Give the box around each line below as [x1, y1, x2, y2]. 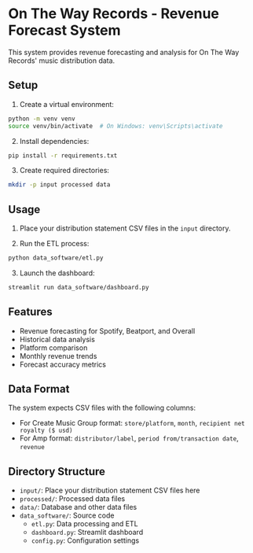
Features [8, 305, 53, 319]
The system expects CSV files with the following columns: [8, 403, 196, 413]
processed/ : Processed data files [19, 494, 126, 503]
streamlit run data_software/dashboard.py [8, 283, 149, 291]
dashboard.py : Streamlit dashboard [31, 528, 144, 537]
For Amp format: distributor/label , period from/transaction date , [19, 433, 240, 443]
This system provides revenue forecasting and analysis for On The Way [8, 47, 240, 57]
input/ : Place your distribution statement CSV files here [19, 485, 200, 496]
